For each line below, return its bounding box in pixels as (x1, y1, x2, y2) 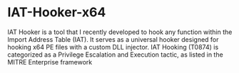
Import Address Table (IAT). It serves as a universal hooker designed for (7, 35, 219, 43)
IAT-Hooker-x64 (7, 4, 106, 21)
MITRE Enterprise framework (7, 57, 93, 66)
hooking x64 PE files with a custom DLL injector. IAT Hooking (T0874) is (7, 43, 219, 51)
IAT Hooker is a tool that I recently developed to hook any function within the (7, 28, 233, 36)
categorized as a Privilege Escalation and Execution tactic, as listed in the (7, 50, 223, 59)
